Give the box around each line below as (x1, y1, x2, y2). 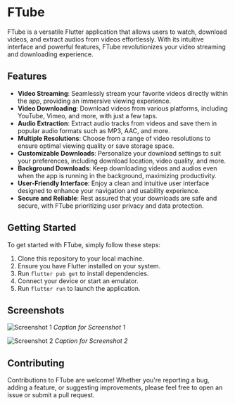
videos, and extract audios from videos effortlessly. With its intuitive (7, 35, 204, 43)
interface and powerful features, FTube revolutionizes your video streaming (7, 42, 227, 51)
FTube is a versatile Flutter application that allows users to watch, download (7, 27, 227, 36)
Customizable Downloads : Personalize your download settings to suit (17, 149, 222, 157)
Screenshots (7, 304, 65, 316)
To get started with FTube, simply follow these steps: (7, 240, 160, 249)
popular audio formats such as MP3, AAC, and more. (17, 126, 170, 135)
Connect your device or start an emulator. (17, 276, 139, 285)
